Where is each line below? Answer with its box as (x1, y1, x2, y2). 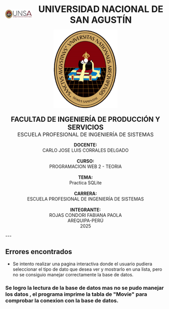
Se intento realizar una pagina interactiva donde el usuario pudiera (12, 261, 153, 267)
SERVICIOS (67, 123, 104, 131)
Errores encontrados (5, 247, 72, 256)
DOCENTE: (73, 142, 98, 148)
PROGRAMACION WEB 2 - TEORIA (49, 163, 122, 170)
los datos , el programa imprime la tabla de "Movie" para (5, 291, 148, 298)
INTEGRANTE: (70, 207, 101, 213)
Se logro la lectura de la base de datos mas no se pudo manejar (5, 285, 164, 292)
